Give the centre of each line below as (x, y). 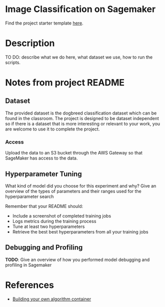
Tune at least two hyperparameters (48, 226)
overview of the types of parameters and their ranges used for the (73, 191)
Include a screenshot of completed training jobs (62, 215)
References (29, 285)
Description (30, 43)
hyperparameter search (29, 196)
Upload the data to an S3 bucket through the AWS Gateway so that (74, 153)
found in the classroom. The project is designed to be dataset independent (82, 118)
